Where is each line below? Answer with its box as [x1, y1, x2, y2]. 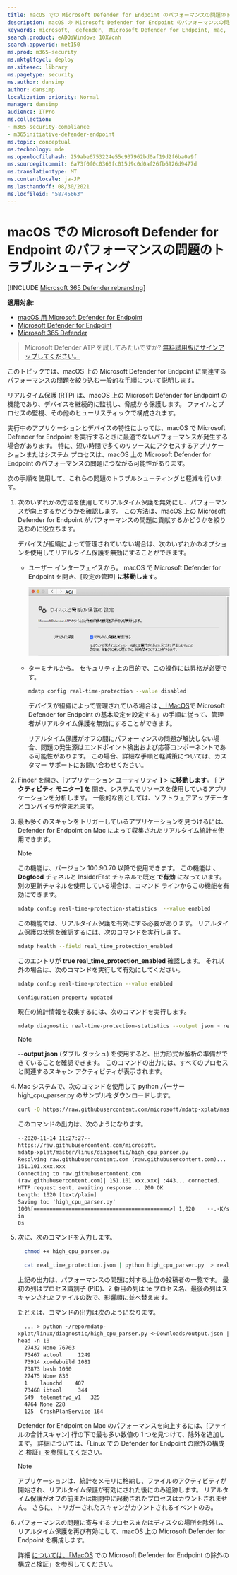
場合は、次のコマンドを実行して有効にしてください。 [30, 965, 185, 974]
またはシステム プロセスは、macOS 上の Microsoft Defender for [25, 450, 212, 458]
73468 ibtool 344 [24, 1387, 88, 1394]
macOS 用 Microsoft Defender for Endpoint [17, 313, 143, 321]
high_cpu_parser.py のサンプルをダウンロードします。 [17, 1091, 175, 1100]
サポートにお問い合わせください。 [48, 761, 148, 769]
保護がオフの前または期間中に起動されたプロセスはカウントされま [30, 1494, 222, 1503]
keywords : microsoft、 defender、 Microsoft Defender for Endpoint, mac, [7, 26, 227, 33]
